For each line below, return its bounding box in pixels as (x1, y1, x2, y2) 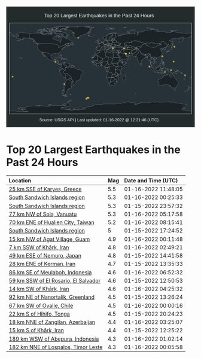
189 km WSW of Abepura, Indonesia (8, 335, 99, 342)
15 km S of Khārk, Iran (8, 327, 65, 334)
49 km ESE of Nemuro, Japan (8, 252, 82, 259)
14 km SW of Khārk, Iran (8, 285, 69, 293)
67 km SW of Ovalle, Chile (8, 302, 74, 309)
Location (8, 177, 32, 184)
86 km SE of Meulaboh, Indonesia (8, 268, 92, 276)
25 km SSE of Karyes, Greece (8, 186, 82, 193)
